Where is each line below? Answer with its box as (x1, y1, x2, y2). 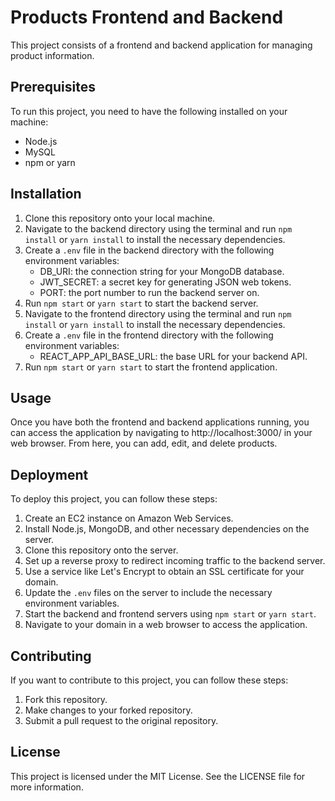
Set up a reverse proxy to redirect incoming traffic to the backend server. (24, 555, 326, 567)
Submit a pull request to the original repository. (24, 715, 219, 726)
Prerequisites (10, 79, 96, 96)
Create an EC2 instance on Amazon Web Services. (24, 512, 234, 525)
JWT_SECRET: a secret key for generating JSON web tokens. (39, 276, 292, 288)
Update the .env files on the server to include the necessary (24, 587, 273, 599)
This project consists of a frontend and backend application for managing (10, 39, 313, 51)
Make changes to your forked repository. (24, 704, 193, 716)
